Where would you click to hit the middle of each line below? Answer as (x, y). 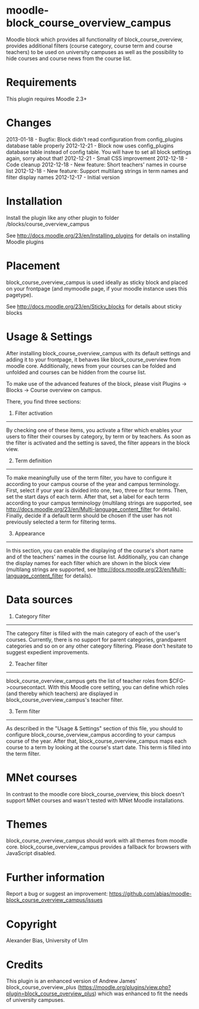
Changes (29, 123)
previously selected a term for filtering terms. (61, 522)
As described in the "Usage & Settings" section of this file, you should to (94, 728)
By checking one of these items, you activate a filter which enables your (94, 430)
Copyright (32, 924)
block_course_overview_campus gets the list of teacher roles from (87, 680)
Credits (25, 965)
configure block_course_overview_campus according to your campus (91, 734)
